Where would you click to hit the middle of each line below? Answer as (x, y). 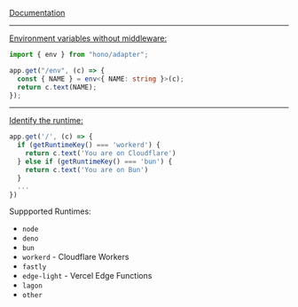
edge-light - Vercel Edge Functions (87, 276)
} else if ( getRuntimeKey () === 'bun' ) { (95, 161)
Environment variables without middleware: (88, 38)
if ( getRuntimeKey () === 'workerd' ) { (89, 146)
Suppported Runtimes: (50, 211)
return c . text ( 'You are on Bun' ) (87, 169)
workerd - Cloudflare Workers (75, 257)
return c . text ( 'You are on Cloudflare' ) (101, 153)
